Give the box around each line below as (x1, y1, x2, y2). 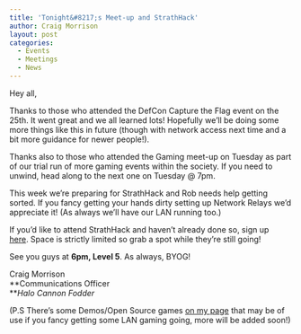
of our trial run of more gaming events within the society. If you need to (9, 161, 273, 171)
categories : (9, 38, 54, 48)
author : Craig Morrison (9, 22, 99, 31)
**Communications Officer (9, 277, 111, 288)
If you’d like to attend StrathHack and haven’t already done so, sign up (9, 224, 270, 234)
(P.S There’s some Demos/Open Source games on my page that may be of (9, 304, 285, 315)
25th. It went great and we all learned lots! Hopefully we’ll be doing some (9, 114, 279, 126)
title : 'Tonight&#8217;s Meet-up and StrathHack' (9, 13, 199, 22)
